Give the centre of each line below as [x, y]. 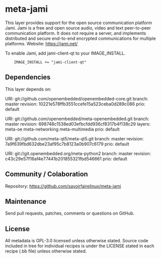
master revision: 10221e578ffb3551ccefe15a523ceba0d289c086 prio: [75, 104]
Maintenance [26, 201]
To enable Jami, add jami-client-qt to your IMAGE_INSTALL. [65, 53]
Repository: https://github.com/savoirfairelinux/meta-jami [63, 186]
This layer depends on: [28, 89]
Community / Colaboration [47, 174]
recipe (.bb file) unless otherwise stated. [46, 251]
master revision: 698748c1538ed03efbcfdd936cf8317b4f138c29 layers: [78, 124]
